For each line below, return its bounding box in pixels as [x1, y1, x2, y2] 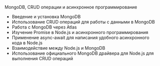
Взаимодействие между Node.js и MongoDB [11, 45, 106, 51]
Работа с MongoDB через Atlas [11, 24, 77, 30]
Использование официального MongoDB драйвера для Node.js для [11, 50, 154, 56]
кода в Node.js [11, 40, 43, 46]
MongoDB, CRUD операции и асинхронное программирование [4, 4, 137, 10]
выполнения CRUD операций [11, 56, 74, 61]
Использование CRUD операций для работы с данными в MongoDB [11, 19, 155, 25]
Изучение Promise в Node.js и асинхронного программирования [11, 30, 149, 35]
